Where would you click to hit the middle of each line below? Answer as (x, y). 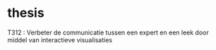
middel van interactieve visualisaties (60, 39)
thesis (26, 13)
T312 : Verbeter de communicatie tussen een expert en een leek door (108, 32)
